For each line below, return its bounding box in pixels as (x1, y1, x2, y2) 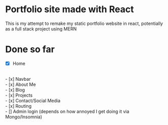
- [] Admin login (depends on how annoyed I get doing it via (5, 108, 130, 114)
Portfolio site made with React (5, 4, 134, 15)
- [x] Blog (5, 86, 25, 92)
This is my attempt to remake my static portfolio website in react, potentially (5, 20, 163, 26)
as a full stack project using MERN (5, 25, 77, 32)
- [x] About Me (5, 81, 36, 87)
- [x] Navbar (5, 76, 31, 82)
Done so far (5, 44, 55, 55)
